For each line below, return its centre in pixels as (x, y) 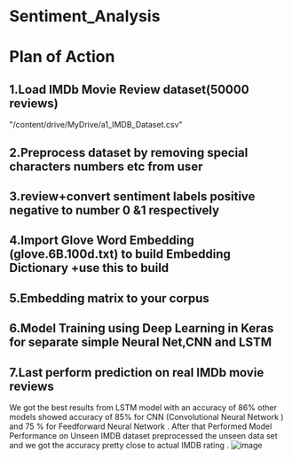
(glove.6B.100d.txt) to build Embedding (120, 254)
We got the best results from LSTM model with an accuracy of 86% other (143, 407)
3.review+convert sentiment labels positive (132, 196)
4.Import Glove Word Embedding (102, 241)
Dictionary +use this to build (89, 268)
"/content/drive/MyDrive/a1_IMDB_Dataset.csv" (96, 125)
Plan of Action (62, 57)
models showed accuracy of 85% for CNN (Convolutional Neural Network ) (146, 416)
